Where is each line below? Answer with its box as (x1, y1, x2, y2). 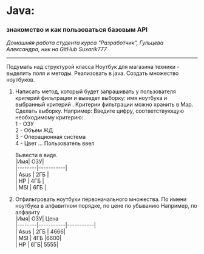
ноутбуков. (6, 76, 35, 83)
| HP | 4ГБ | (15, 177, 44, 185)
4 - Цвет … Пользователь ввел (15, 139, 95, 147)
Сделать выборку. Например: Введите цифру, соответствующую (15, 107, 184, 115)
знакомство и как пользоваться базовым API (6, 26, 148, 34)
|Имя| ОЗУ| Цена (15, 215, 59, 222)
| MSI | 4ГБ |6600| (15, 235, 62, 242)
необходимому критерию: (15, 114, 84, 121)
